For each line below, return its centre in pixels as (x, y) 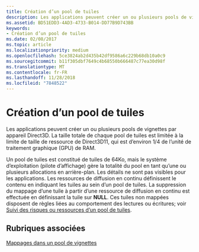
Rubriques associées (46, 229)
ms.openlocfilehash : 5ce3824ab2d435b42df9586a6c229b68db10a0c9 (86, 56)
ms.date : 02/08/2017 (32, 39)
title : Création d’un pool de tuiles (53, 12)
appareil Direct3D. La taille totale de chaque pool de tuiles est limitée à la (95, 135)
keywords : (18, 28)
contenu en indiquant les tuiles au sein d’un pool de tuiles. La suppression (96, 184)
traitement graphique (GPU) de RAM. (51, 148)
